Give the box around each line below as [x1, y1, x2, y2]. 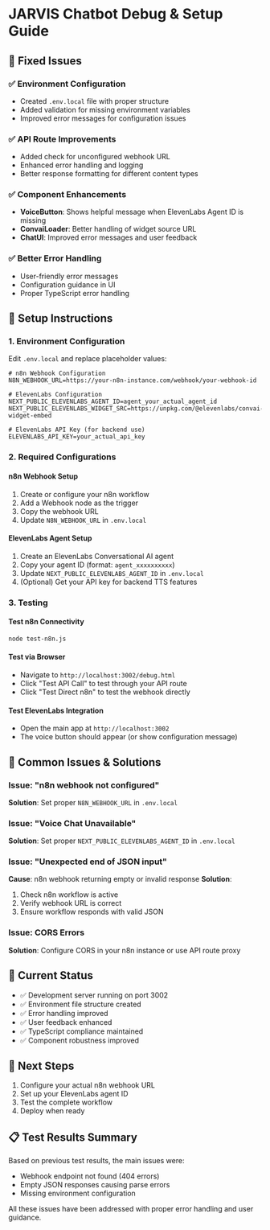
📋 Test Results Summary [8, 1130, 138, 1144]
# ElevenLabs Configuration [8, 391, 103, 399]
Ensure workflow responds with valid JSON [19, 907, 164, 917]
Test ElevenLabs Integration [8, 706, 104, 715]
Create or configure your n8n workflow [19, 489, 150, 499]
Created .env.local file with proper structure [19, 96, 170, 105]
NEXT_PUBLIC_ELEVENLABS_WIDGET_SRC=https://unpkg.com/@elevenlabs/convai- [8, 405, 264, 413]
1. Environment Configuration [8, 335, 125, 347]
